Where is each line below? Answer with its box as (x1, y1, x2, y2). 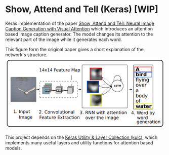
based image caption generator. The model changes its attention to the (5, 31, 153, 37)
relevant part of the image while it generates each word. (5, 36, 122, 43)
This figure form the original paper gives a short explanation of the (5, 46, 144, 52)
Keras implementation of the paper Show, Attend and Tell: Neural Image (5, 20, 154, 26)
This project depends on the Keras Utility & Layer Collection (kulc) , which (5, 134, 158, 140)
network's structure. (5, 52, 48, 58)
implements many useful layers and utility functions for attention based (5, 139, 153, 145)
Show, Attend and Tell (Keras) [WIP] (5, 4, 158, 15)
